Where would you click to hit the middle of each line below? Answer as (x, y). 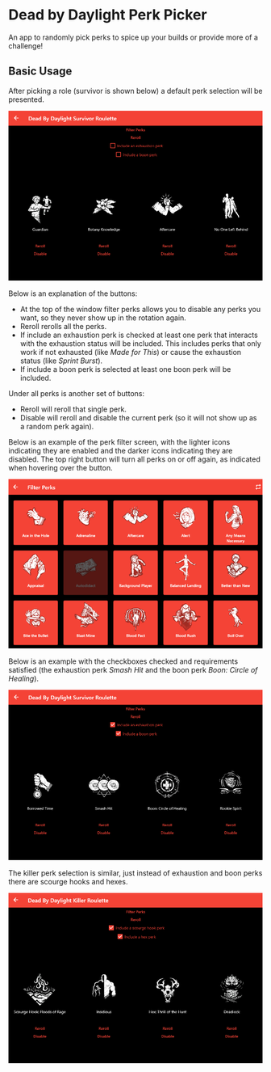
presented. (26, 99)
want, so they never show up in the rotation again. (103, 318)
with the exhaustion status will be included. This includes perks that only (141, 343)
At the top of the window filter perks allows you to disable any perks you (140, 309)
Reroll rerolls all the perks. (63, 326)
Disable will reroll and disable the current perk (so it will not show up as (138, 417)
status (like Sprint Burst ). (61, 361)
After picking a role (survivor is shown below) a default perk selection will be (135, 91)
